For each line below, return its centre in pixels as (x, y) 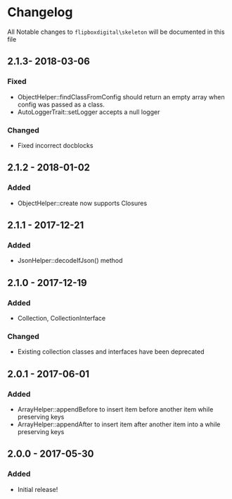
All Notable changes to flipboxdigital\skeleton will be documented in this (116, 32)
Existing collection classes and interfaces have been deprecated (111, 352)
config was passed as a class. (61, 104)
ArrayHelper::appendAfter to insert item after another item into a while (119, 424)
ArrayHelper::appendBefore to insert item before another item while (115, 409)
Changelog (40, 12)
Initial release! (38, 489)
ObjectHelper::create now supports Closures (82, 203)
